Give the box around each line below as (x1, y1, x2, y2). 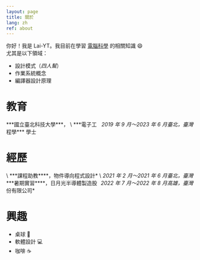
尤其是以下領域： (6, 50, 48, 57)
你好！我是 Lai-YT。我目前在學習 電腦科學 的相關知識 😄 (6, 42, 143, 49)
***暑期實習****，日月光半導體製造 (6, 179, 93, 187)
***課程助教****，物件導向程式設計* (9, 172, 99, 179)
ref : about (6, 25, 33, 31)
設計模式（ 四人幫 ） (14, 62, 62, 69)
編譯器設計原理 (14, 77, 52, 84)
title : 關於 (6, 14, 34, 20)
